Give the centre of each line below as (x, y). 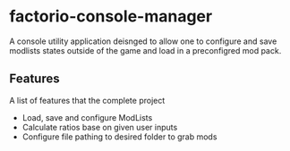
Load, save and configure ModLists (87, 117)
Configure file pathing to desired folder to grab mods (119, 137)
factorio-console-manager (111, 17)
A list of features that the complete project (87, 100)
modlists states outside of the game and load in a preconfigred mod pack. (145, 50)
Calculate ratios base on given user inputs (100, 127)
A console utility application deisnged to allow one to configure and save (143, 41)
